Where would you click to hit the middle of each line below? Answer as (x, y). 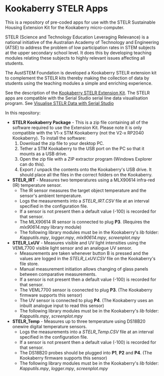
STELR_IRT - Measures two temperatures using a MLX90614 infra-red (83, 180)
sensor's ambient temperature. (51, 196)
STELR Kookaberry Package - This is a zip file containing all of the (80, 122)
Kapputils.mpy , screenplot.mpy (51, 316)
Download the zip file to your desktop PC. (62, 143)
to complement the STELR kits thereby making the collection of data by (77, 78)
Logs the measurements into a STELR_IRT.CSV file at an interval (84, 201)
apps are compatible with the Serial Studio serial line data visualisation (77, 98)
